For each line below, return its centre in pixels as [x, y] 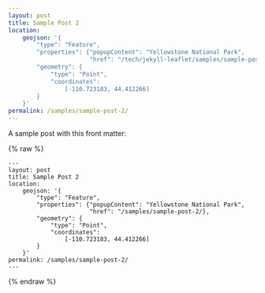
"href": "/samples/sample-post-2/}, [150, 212]
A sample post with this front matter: [67, 133]
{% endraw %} [32, 282]
